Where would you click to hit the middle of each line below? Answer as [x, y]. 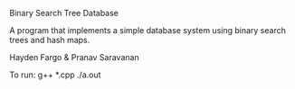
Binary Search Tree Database [64, 13]
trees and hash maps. [50, 40]
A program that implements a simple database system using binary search [148, 30]
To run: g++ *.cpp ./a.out [55, 75]
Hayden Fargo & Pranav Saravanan [74, 57]
